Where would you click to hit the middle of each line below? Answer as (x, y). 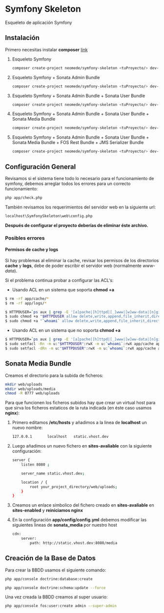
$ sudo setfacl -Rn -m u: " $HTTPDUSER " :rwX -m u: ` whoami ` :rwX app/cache (79, 344)
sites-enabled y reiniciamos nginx (47, 511)
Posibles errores (25, 238)
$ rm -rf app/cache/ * (27, 299)
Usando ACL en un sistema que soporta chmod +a (63, 289)
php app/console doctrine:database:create (49, 579)
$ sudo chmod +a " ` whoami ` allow (39, 321)
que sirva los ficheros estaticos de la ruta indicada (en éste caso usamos (79, 408)
